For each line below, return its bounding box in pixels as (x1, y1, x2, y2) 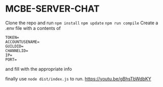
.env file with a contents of (5, 25, 61, 31)
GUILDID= (5, 43, 24, 49)
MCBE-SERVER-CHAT (5, 3, 100, 15)
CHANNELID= (5, 48, 28, 53)
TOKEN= (5, 35, 19, 40)
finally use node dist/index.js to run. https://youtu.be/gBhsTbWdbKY (5, 75, 151, 81)
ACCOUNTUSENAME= (5, 39, 40, 45)
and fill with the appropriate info (5, 66, 72, 72)
